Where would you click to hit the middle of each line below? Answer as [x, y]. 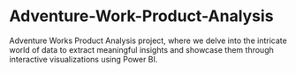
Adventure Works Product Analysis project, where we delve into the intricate [148, 40]
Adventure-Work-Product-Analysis [141, 16]
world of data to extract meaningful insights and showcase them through [141, 49]
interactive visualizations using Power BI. [83, 59]
